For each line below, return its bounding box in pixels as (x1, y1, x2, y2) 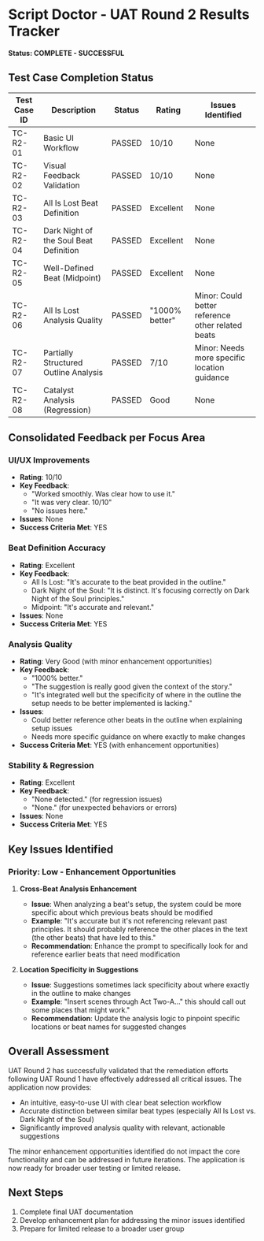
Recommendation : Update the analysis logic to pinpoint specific (31, 1014, 240, 1024)
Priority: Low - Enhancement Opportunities (8, 866, 177, 877)
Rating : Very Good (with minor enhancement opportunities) (19, 656, 212, 667)
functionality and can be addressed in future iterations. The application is (8, 1154, 245, 1164)
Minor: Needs (194, 342, 245, 353)
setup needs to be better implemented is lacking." (31, 699, 192, 708)
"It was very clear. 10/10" (31, 498, 112, 507)
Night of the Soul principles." (31, 593, 125, 604)
